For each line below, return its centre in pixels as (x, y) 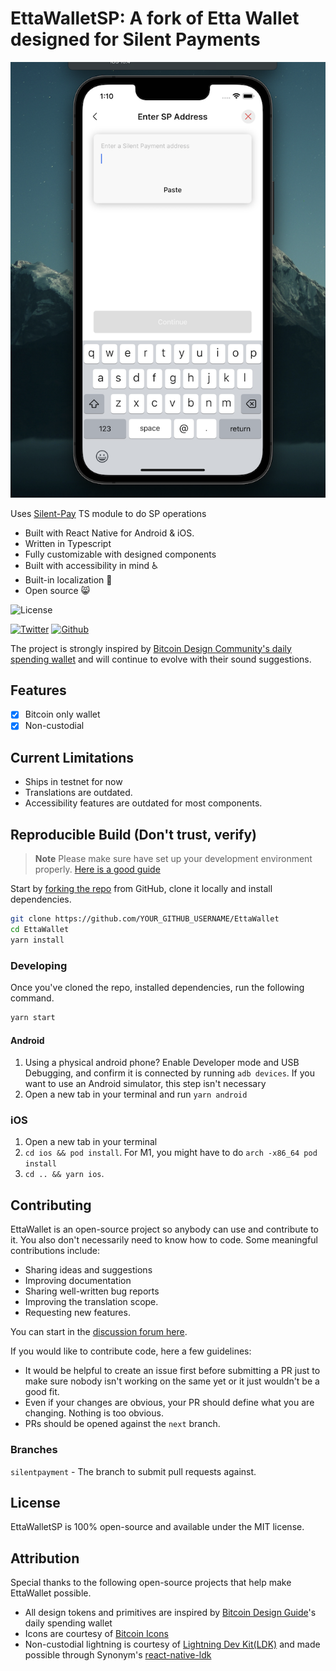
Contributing (51, 1205)
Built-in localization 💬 (68, 579)
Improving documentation (78, 1281)
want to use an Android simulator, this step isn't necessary (145, 1084)
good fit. (42, 1392)
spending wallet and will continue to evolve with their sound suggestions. (161, 659)
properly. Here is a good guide (97, 869)
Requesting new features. (77, 1313)
